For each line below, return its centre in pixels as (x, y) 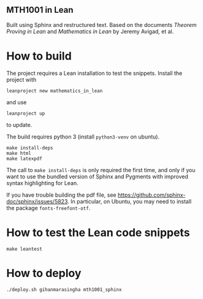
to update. (19, 124)
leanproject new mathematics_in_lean (55, 91)
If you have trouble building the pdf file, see (61, 195)
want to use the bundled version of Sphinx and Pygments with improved (97, 176)
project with (21, 80)
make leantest (25, 249)
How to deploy (44, 273)
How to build (39, 56)
